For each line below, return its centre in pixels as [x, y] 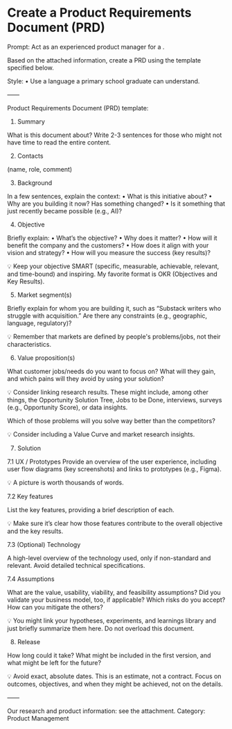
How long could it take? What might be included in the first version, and [109, 655]
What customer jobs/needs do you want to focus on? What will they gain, [111, 371]
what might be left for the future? [54, 662]
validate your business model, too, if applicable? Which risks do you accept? [116, 600]
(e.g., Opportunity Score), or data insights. [68, 407]
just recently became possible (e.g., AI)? [65, 211]
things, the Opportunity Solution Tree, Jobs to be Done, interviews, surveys [115, 400]
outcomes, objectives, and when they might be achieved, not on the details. [115, 684]
